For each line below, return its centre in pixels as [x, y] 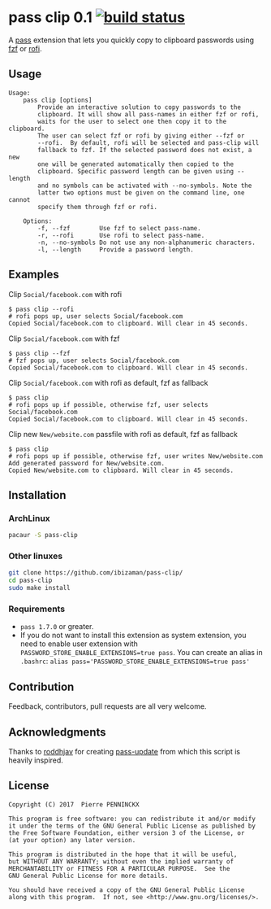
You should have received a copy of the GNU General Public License [127, 890]
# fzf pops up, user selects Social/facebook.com [94, 361]
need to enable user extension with [79, 644]
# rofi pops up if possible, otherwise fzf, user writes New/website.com [136, 456]
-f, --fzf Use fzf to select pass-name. [119, 228]
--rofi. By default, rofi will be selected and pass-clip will [148, 142]
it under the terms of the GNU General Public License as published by [132, 826]
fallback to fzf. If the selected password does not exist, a [145, 150]
